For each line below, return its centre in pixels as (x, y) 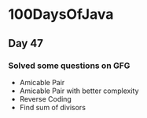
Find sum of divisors (53, 107)
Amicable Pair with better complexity (79, 91)
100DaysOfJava (61, 14)
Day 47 (26, 43)
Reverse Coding (46, 98)
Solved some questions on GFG (69, 66)
